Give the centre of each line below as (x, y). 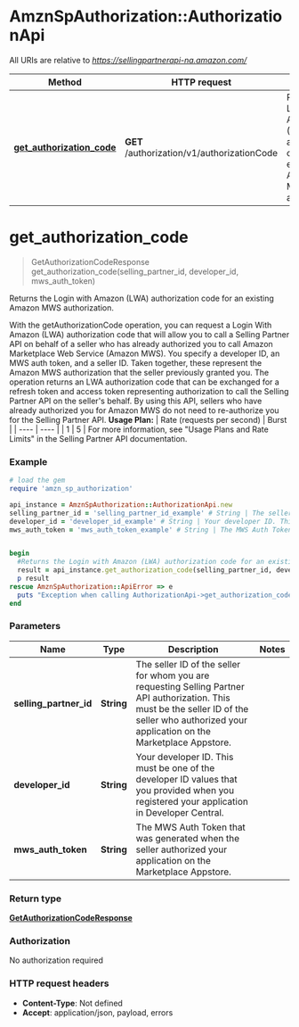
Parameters (35, 626)
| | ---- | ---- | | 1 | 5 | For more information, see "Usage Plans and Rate (139, 429)
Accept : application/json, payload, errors (97, 1012)
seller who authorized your (191, 720)
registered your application (192, 801)
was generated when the (188, 838)
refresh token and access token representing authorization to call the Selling (149, 391)
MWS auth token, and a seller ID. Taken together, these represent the (136, 362)
